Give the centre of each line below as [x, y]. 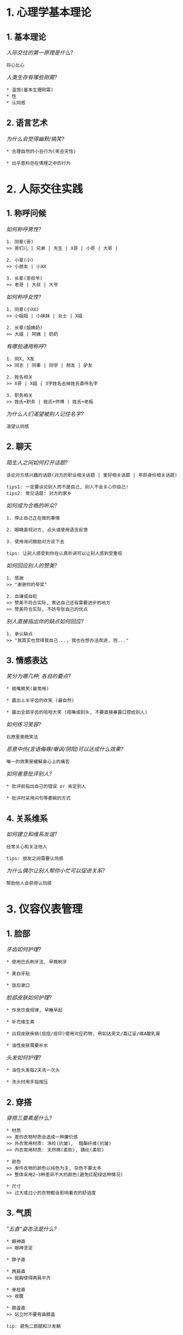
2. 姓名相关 [20, 377]
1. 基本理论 [26, 37]
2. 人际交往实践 [45, 189]
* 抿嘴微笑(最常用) [28, 689]
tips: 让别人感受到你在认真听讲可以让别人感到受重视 [64, 553]
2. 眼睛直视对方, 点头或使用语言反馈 [47, 530]
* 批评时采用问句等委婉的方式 [39, 798]
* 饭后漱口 [18, 985]
